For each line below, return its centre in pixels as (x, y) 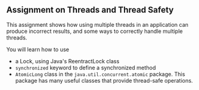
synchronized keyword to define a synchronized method (85, 67)
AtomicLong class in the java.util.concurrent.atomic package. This (100, 74)
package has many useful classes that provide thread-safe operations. (104, 80)
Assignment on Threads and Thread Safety (90, 10)
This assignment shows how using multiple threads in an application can (97, 24)
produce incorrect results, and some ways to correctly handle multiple (95, 31)
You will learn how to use (38, 49)
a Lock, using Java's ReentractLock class (67, 61)
